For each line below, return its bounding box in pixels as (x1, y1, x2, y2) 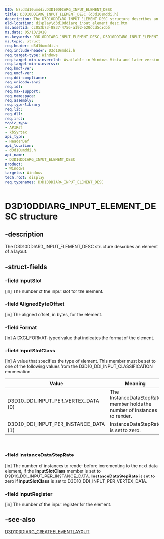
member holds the (109, 401, 152, 408)
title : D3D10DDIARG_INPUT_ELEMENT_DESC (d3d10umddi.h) (5, 12, 119, 17)
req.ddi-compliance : (5, 75, 47, 80)
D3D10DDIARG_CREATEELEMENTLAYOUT (5, 528, 90, 535)
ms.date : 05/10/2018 (5, 30, 47, 35)
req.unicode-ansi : (5, 80, 42, 84)
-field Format (5, 324, 37, 331)
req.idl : (5, 84, 23, 89)
